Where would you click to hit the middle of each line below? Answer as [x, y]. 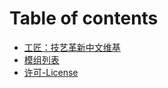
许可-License [51, 72]
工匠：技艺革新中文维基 [72, 47]
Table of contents [84, 18]
